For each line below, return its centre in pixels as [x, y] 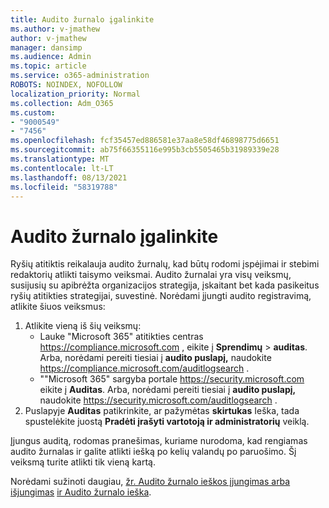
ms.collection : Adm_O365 [62, 103]
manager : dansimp [46, 47]
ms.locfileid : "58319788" [64, 187]
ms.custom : [33, 112]
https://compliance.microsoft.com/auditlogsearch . [144, 368]
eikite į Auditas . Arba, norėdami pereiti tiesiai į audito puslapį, [168, 390]
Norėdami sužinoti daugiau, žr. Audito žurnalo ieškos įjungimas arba [150, 482]
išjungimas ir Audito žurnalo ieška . [81, 492]
